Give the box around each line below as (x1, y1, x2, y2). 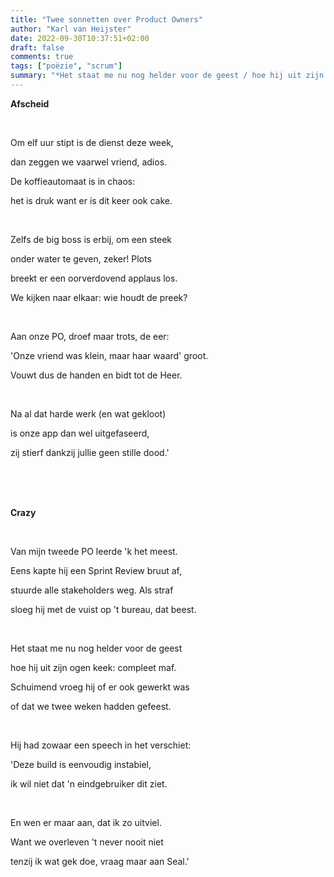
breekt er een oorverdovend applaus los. (10, 272, 178, 284)
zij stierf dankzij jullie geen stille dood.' (10, 446, 170, 458)
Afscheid (10, 97, 50, 110)
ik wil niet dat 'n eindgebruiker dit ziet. (10, 777, 168, 790)
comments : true (10, 52, 74, 62)
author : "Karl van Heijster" (10, 24, 132, 34)
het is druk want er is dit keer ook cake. (10, 194, 173, 206)
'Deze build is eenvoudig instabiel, (10, 758, 152, 770)
